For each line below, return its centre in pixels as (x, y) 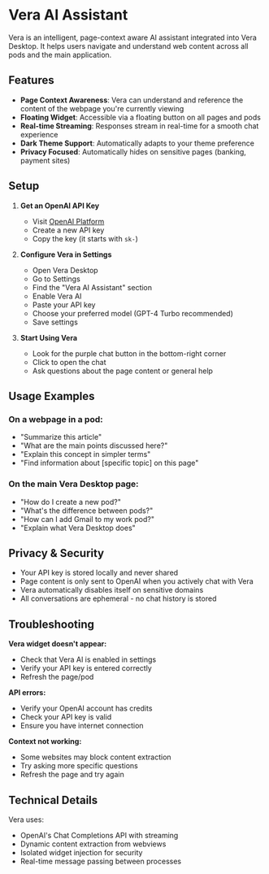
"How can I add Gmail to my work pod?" (87, 519)
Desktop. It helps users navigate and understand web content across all (129, 46)
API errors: (27, 693)
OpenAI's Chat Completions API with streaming (99, 835)
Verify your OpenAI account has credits (86, 708)
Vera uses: (26, 820)
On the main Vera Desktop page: (74, 484)
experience (39, 134)
